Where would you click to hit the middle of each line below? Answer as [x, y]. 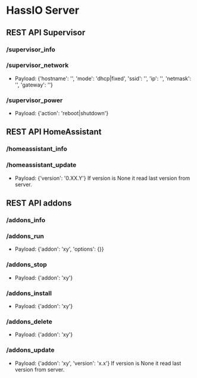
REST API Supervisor [46, 33]
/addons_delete [29, 321]
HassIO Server [43, 10]
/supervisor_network [37, 65]
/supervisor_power [35, 100]
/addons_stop [26, 265]
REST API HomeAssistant [54, 132]
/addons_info [26, 220]
